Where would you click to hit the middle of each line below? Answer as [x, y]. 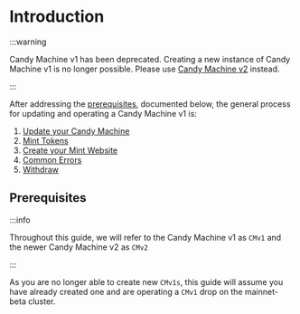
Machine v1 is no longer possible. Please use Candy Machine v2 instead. [145, 69]
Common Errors [52, 159]
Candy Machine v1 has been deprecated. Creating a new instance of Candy [150, 59]
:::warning [28, 42]
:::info [20, 220]
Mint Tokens [46, 140]
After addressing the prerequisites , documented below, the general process [150, 104]
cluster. [42, 301]
